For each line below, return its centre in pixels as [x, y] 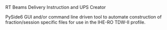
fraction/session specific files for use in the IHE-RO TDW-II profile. [76, 22]
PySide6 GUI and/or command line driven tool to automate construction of [83, 17]
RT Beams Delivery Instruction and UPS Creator [56, 7]
